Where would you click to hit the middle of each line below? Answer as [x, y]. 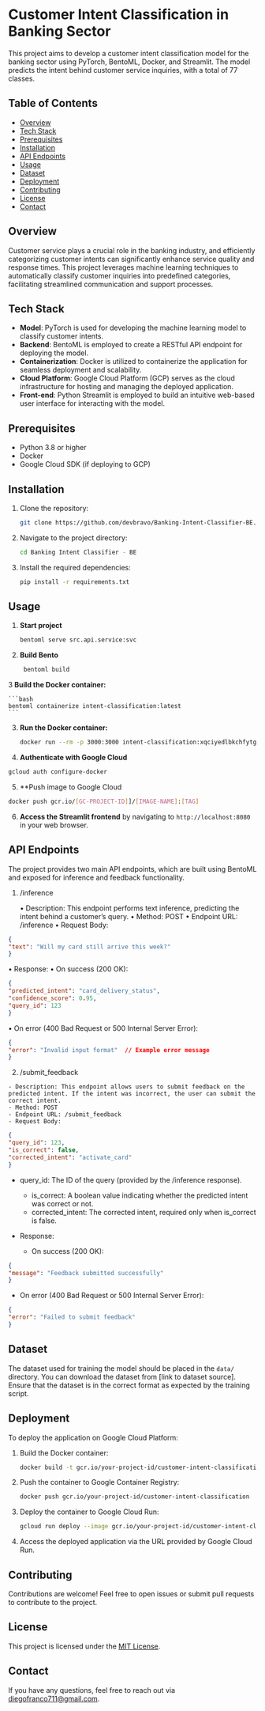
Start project [41, 626]
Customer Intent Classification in [119, 15]
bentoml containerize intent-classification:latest [95, 706]
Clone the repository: [54, 508]
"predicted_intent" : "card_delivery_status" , [84, 991]
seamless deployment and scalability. [80, 370]
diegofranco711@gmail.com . [54, 1698]
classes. [22, 78]
